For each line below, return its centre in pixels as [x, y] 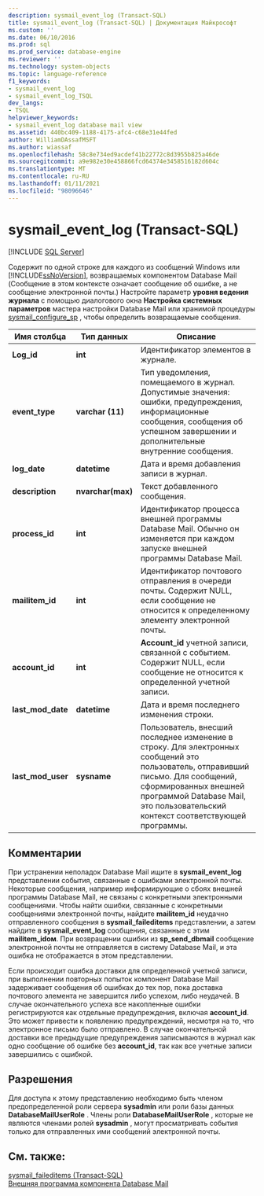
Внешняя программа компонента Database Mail [88, 1183]
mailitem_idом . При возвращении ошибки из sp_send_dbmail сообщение [131, 939]
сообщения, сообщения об [192, 421]
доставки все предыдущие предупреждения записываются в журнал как [132, 1038]
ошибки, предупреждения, [191, 402]
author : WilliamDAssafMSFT [52, 140]
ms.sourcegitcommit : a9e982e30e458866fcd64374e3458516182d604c [114, 162]
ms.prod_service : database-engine [65, 52]
